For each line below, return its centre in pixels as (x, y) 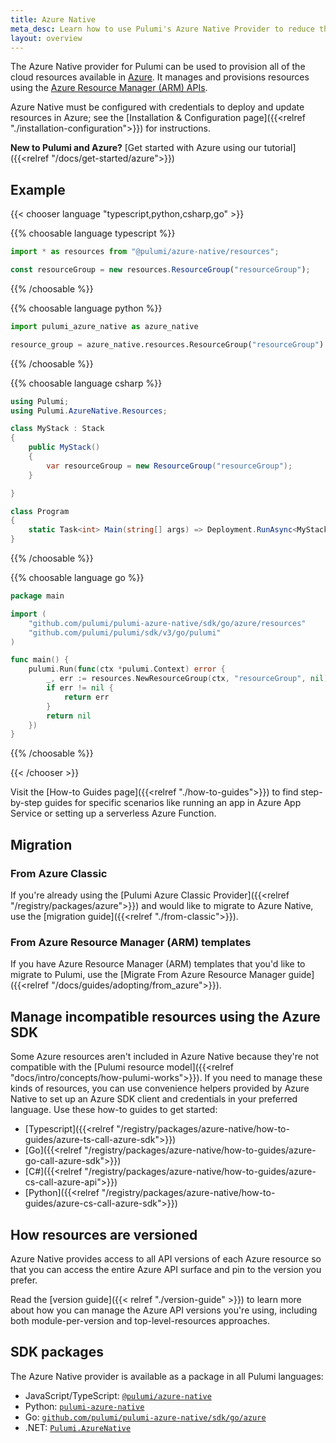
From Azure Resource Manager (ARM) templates (131, 942)
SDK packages (57, 1352)
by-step (26, 803)
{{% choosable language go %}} (77, 578)
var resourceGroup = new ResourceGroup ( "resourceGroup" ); (169, 466)
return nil (69, 716)
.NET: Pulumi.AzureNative (78, 1427)
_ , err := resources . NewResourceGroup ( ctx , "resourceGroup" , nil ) (187, 679)
